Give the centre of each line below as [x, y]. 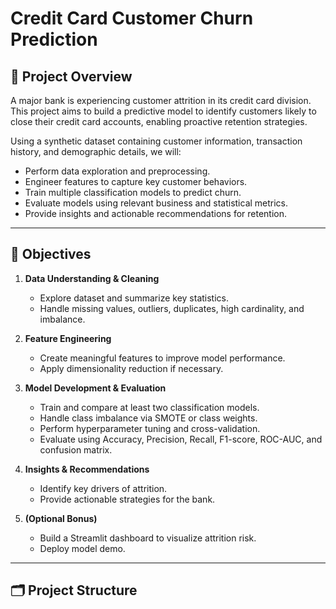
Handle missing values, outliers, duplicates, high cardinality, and [172, 308]
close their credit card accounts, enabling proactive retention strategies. [159, 121]
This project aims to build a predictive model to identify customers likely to [163, 111]
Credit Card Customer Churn [132, 18]
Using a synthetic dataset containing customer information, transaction [156, 141]
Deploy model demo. [82, 548]
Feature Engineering [68, 338]
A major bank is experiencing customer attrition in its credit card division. [161, 100]
